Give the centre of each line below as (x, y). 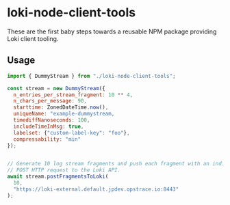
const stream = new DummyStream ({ (56, 88)
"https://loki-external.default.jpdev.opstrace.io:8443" (96, 189)
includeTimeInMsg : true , (49, 126)
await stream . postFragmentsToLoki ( (58, 177)
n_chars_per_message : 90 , (50, 101)
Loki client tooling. (33, 38)
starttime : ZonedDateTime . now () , (61, 107)
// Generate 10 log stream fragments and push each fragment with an (108, 164)
